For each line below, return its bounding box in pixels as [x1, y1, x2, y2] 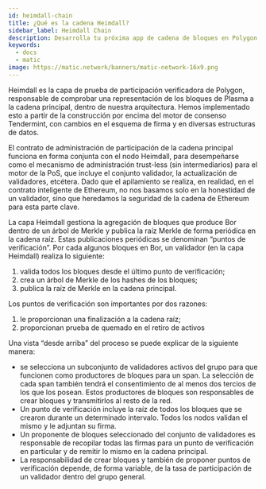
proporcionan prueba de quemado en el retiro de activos [19, 323, 205, 332]
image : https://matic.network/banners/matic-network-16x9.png [8, 64, 218, 72]
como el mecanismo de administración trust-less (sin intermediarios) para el [8, 160, 258, 169]
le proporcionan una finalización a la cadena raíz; [19, 314, 181, 324]
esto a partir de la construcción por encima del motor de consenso [8, 111, 227, 120]
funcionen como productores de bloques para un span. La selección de [19, 371, 254, 380]
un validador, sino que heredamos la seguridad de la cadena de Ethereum [8, 193, 249, 203]
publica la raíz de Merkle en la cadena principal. [19, 283, 177, 293]
